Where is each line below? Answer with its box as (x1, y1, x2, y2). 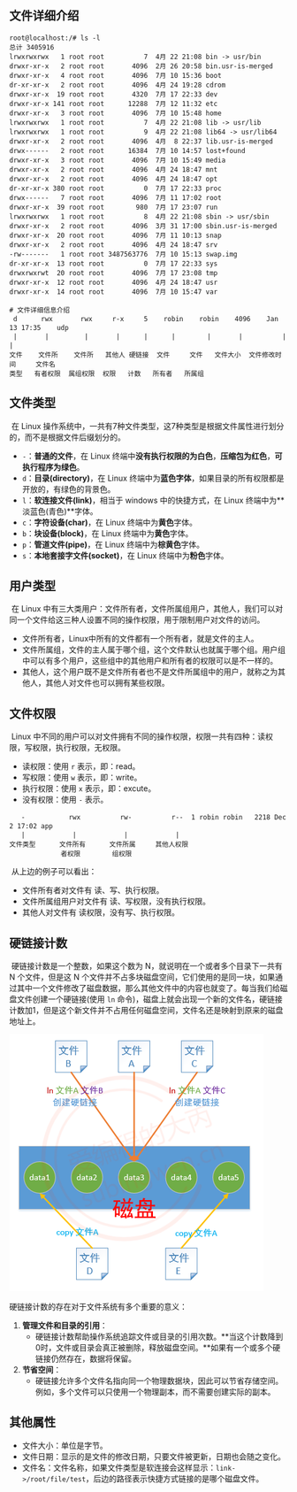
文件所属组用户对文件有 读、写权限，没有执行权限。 (21, 896, 210, 907)
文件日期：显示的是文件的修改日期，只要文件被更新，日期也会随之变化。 (21, 1450, 286, 1462)
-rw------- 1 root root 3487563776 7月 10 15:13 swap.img (9, 250, 238, 258)
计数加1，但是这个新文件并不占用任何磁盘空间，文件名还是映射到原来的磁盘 (9, 1005, 284, 1016)
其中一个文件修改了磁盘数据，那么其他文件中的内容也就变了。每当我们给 (16, 983, 280, 994)
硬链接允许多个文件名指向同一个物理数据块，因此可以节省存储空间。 (34, 1375, 284, 1387)
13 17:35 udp (9, 323, 69, 332)
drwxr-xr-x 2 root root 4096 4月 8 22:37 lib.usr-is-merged (9, 136, 274, 146)
